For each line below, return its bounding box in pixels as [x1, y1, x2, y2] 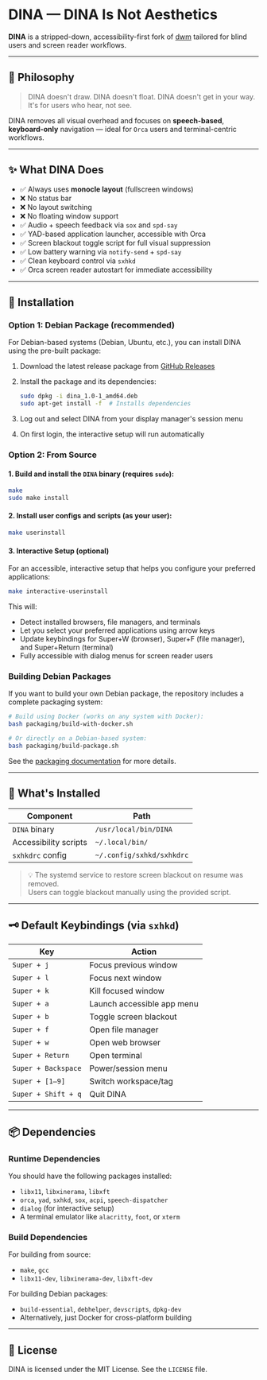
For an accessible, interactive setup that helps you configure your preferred [8, 564, 256, 573]
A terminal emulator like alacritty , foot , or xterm [19, 1212, 180, 1222]
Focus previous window [89, 959, 178, 971]
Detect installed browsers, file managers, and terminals [19, 618, 201, 627]
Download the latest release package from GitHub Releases [19, 362, 215, 371]
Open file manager [89, 1024, 159, 1035]
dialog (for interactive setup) [19, 1204, 115, 1213]
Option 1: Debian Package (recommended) [8, 320, 175, 331]
